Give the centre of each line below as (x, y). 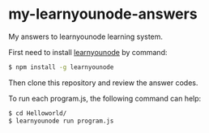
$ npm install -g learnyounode (61, 67)
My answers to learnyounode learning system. (86, 36)
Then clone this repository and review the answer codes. (103, 83)
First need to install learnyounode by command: (88, 52)
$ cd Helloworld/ (38, 113)
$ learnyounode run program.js (61, 121)
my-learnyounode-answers (103, 14)
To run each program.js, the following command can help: (105, 98)
